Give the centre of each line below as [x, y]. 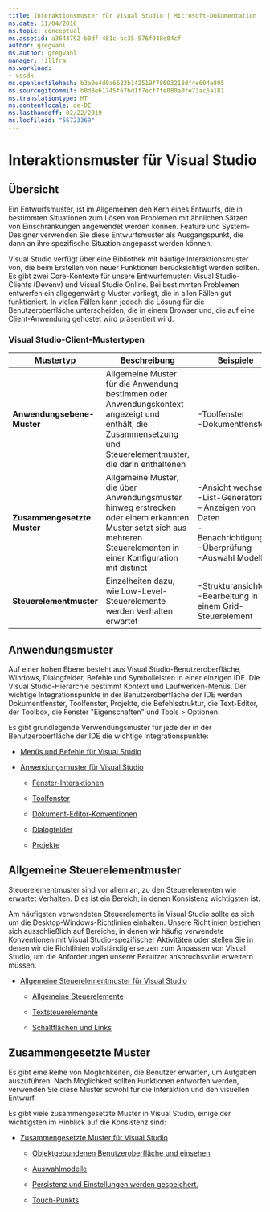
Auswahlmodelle [59, 1169]
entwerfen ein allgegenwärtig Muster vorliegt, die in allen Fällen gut [120, 293]
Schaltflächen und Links [72, 1027]
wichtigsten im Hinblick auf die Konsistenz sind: [87, 1122]
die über [121, 487]
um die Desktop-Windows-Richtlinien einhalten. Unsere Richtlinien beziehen [134, 922]
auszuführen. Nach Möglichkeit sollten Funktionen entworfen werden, [124, 1081]
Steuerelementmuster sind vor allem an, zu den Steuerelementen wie [123, 889]
